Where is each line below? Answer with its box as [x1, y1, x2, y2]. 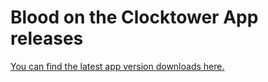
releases [10, 27, 84, 50]
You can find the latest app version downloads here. [10, 60, 225, 72]
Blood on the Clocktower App [10, 6, 259, 29]
